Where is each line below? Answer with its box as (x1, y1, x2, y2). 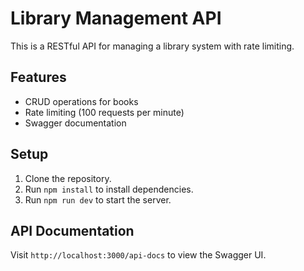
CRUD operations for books (24, 95, 139, 107)
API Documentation (10, 222, 135, 239)
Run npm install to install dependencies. (24, 183, 194, 195)
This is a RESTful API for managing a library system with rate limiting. (10, 40, 295, 52)
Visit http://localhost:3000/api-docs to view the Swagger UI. (10, 249, 267, 261)
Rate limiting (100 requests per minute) (24, 106, 185, 118)
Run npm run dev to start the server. (24, 193, 172, 206)
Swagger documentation (24, 117, 127, 129)
